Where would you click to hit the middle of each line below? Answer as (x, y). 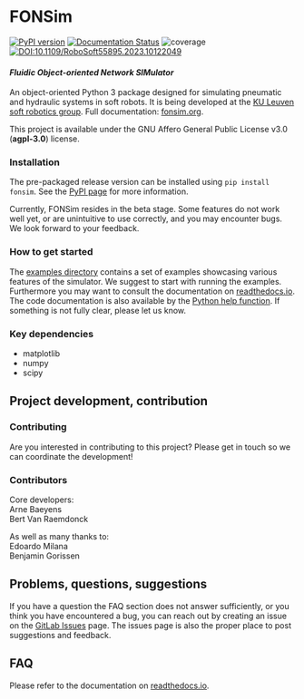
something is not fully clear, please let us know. (98, 310)
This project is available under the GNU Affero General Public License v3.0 (149, 130)
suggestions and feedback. (60, 635)
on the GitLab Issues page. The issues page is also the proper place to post (151, 625)
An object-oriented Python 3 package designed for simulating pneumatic (146, 92)
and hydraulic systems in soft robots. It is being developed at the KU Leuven (152, 102)
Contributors (39, 480)
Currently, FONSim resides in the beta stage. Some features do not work (145, 209)
